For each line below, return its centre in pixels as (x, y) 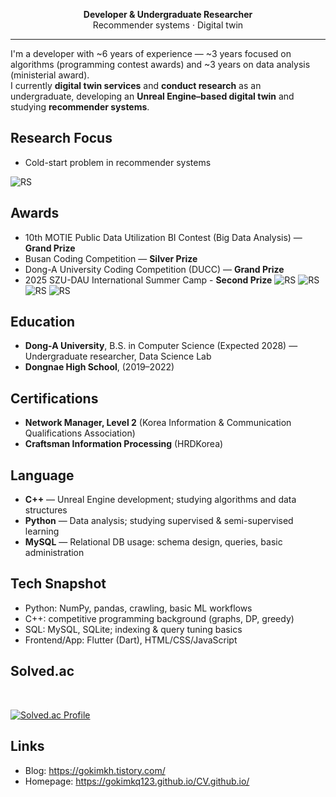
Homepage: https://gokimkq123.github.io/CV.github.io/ (137, 781)
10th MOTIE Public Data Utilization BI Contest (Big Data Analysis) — (163, 237)
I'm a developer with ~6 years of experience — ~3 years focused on (151, 53)
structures (46, 510)
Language (42, 475)
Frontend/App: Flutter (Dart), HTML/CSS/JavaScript (131, 640)
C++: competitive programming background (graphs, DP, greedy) (159, 618)
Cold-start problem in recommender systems (118, 162)
